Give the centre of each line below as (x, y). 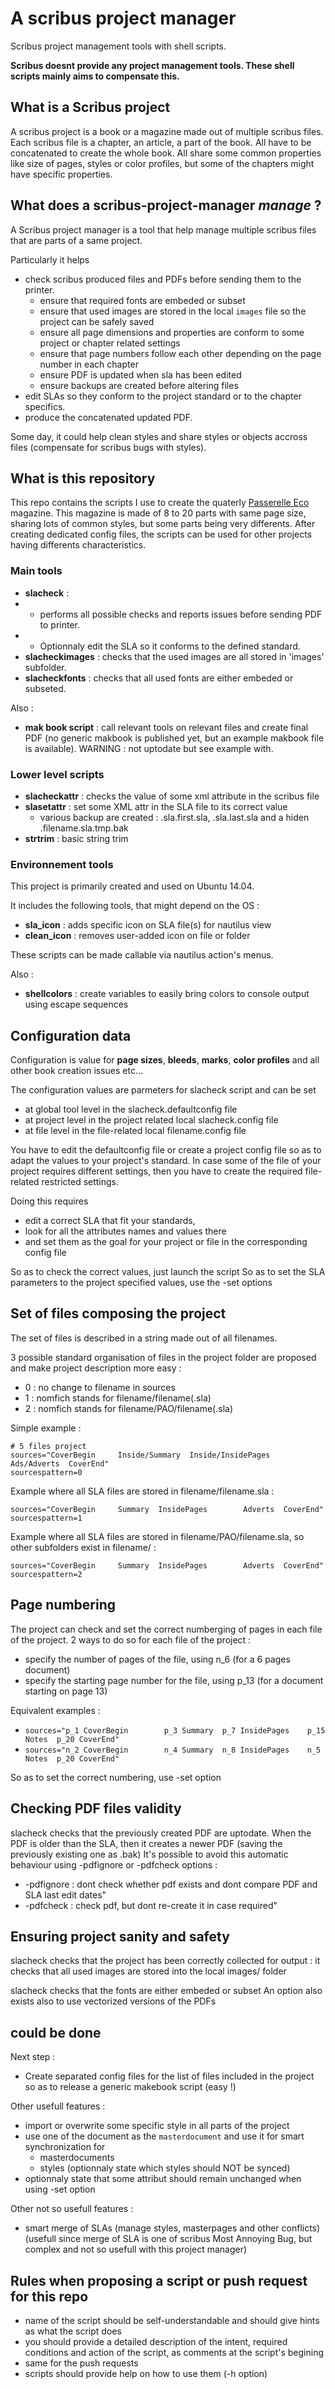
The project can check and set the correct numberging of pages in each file (166, 1629)
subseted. (45, 688)
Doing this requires (49, 1201)
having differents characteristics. (78, 545)
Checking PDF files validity (96, 1808)
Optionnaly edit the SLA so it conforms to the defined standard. (170, 646)
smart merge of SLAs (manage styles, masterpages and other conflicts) (172, 2228)
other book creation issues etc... (77, 1071)
